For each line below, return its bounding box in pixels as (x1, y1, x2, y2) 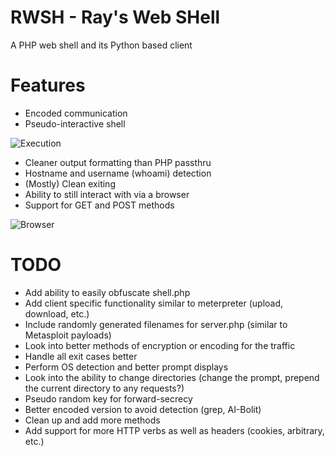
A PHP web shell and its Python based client (10, 39, 193, 51)
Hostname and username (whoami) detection (24, 167, 212, 179)
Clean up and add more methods (24, 414, 161, 426)
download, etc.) (24, 307, 90, 320)
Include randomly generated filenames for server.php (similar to (24, 318, 288, 330)
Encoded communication (24, 107, 128, 119)
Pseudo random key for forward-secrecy (24, 392, 193, 405)
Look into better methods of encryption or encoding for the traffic (24, 339, 296, 351)
